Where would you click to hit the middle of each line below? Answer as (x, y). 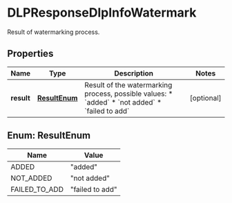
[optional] (205, 98)
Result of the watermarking (128, 85)
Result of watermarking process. (54, 32)
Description (134, 73)
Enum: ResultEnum (49, 135)
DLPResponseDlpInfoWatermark (102, 13)
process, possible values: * (129, 94)
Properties (30, 54)
